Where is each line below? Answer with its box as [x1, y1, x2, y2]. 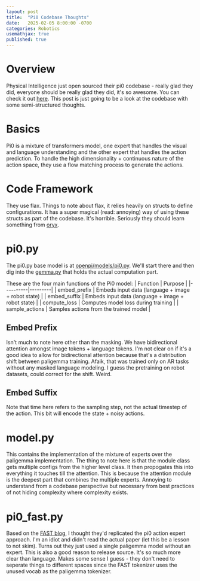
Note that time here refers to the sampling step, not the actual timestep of [6, 404, 187, 411]
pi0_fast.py [6, 510, 64, 523]
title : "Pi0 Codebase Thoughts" [6, 14, 90, 20]
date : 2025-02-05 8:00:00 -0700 [6, 20, 93, 26]
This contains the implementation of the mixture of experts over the [6, 450, 172, 458]
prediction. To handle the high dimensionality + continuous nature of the [6, 155, 184, 162]
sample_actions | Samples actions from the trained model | [6, 305, 151, 312]
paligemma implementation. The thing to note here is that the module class [6, 457, 190, 464]
